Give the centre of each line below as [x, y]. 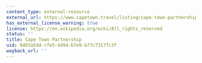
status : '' [20, 34]
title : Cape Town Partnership [44, 40]
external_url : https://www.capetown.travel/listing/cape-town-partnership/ [103, 17]
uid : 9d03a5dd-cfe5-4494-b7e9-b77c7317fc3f [62, 46]
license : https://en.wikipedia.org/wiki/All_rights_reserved [84, 28]
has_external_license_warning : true [52, 23]
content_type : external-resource [48, 12]
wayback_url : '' [26, 51]
